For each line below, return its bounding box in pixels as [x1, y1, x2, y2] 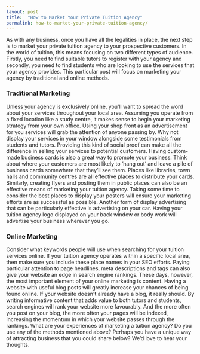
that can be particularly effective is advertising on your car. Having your [6, 205, 183, 212]
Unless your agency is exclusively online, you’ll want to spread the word [6, 103, 183, 110]
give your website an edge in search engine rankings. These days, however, [6, 271, 193, 278]
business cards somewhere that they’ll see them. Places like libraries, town [6, 166, 190, 173]
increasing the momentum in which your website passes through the [6, 315, 175, 323]
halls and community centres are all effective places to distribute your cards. [6, 173, 195, 180]
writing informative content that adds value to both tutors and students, [6, 297, 181, 304]
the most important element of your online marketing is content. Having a [6, 277, 186, 285]
